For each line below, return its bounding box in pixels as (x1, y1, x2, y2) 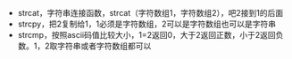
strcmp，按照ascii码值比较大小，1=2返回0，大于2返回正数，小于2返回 (17, 30, 277, 40)
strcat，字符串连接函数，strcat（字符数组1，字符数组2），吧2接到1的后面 (17, 8, 284, 18)
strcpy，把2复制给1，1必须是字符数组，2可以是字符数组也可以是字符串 (17, 18, 277, 29)
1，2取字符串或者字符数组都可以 (33, 41, 152, 51)
